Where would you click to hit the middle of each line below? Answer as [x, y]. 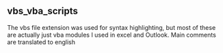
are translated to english [41, 42]
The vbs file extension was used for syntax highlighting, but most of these [112, 27]
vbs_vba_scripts [43, 11]
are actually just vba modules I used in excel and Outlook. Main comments [112, 35]
